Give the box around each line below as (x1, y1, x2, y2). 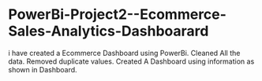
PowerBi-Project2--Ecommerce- (8, 6, 227, 24)
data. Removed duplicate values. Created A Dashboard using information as (8, 57, 255, 66)
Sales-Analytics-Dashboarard (8, 22, 209, 40)
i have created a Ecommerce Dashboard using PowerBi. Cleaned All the (8, 48, 241, 57)
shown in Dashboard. (8, 64, 77, 74)
